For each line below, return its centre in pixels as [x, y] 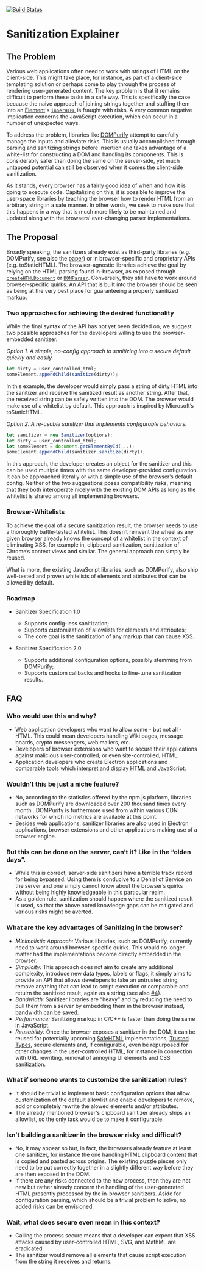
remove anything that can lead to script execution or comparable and [102, 986]
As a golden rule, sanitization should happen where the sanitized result [104, 899]
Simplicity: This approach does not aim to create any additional [94, 967]
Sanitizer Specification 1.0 [47, 611]
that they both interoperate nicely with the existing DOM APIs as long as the [101, 490]
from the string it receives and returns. [63, 1262]
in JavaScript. [32, 1025]
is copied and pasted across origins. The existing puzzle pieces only [101, 1161]
